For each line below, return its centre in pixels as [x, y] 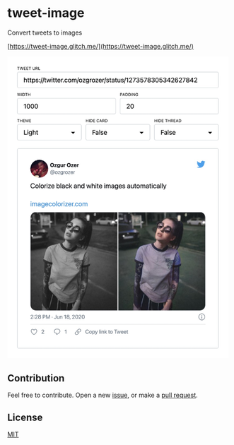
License [25, 417]
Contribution [36, 378]
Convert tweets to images [45, 32]
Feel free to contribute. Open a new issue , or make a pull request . [103, 395]
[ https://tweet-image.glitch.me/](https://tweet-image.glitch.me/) [101, 46]
